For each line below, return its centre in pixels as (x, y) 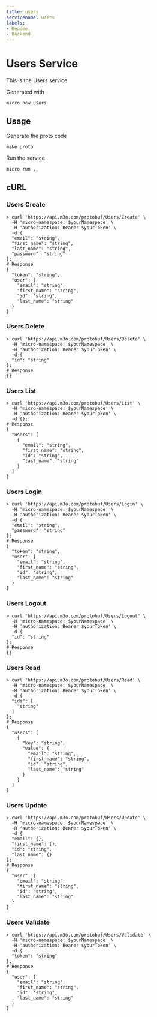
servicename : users (31, 17)
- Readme (17, 29)
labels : (16, 23)
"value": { (36, 749)
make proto (20, 147)
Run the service (25, 158)
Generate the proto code (37, 136)
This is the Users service (37, 80)
